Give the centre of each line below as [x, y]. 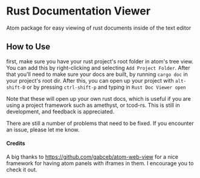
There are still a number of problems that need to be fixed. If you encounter [100, 123]
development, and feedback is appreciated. [60, 111]
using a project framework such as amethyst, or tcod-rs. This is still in [93, 105]
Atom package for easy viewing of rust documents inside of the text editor [99, 28]
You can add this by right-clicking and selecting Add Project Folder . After [98, 68]
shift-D [16, 87]
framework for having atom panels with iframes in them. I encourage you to [100, 163]
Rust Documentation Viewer [79, 11]
